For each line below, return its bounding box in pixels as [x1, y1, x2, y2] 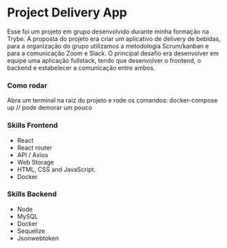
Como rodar [7, 81, 48, 90]
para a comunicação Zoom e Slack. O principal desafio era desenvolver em [7, 49, 219, 57]
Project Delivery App [7, 5, 128, 20]
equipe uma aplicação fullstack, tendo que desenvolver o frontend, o [7, 56, 202, 64]
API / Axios [16, 150, 49, 159]
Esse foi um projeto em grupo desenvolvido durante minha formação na [7, 27, 210, 36]
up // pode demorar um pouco [7, 104, 92, 112]
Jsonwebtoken [16, 234, 59, 242]
